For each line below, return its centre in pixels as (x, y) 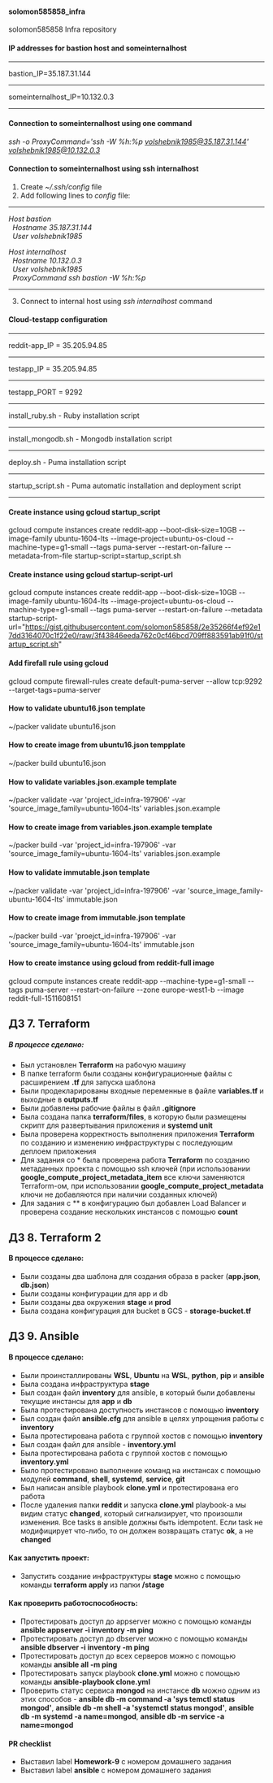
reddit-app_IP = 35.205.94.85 (58, 346)
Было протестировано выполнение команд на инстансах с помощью (141, 1470)
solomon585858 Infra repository (63, 29)
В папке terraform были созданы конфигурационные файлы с (126, 1074)
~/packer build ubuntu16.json (57, 763)
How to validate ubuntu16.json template (77, 708)
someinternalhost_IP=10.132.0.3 (61, 97)
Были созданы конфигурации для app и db (94, 1294)
